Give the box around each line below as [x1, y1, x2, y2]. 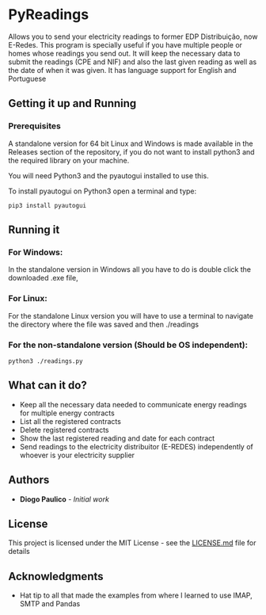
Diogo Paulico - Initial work [19, 494, 109, 504]
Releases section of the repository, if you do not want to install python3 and [8, 147, 255, 156]
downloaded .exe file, [8, 273, 78, 283]
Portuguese [8, 74, 47, 83]
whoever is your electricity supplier [19, 450, 135, 460]
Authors [8, 473, 50, 487]
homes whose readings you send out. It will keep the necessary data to [8, 48, 241, 58]
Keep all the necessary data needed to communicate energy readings [19, 399, 247, 409]
